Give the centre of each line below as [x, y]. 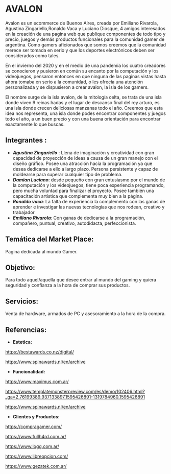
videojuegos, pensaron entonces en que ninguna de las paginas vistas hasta [86, 76]
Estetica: [22, 342]
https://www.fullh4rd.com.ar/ [36, 436]
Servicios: [22, 301]
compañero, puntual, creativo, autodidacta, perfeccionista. [74, 223]
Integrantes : [26, 140]
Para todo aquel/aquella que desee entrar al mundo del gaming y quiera [81, 280]
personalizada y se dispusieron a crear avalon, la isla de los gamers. [77, 87]
